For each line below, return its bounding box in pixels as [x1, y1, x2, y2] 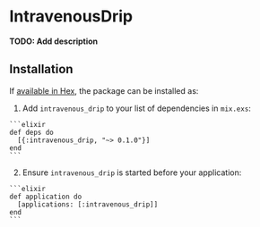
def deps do [9, 128, 54, 137]
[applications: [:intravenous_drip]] [17, 199, 159, 209]
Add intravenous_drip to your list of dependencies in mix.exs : [22, 103, 251, 113]
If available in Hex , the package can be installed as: [9, 85, 199, 96]
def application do [9, 192, 82, 201]
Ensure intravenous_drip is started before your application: [22, 167, 242, 178]
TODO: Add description [9, 36, 99, 46]
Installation [9, 62, 74, 77]
